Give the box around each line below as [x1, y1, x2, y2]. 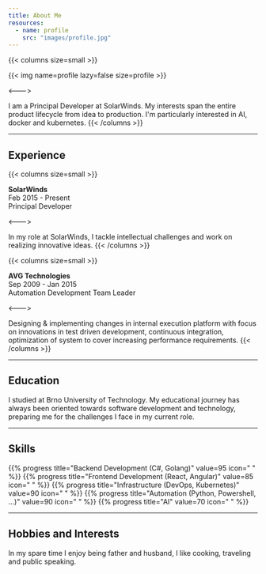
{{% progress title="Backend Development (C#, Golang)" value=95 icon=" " [8, 463, 256, 473]
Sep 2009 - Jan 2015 [8, 280, 78, 289]
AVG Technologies [8, 271, 71, 281]
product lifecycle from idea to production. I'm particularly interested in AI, [8, 110, 248, 119]
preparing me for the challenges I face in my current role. [8, 412, 195, 421]
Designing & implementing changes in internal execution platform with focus [8, 319, 257, 328]
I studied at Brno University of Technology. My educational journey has [8, 395, 240, 404]
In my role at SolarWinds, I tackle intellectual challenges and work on [8, 232, 233, 242]
